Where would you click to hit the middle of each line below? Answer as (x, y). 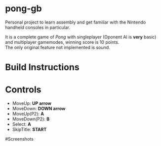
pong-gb (23, 9)
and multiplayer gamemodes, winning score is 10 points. (62, 42)
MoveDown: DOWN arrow (39, 109)
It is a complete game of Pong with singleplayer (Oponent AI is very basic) (81, 37)
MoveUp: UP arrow (32, 103)
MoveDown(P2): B (31, 119)
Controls (23, 90)
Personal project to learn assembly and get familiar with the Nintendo (76, 22)
